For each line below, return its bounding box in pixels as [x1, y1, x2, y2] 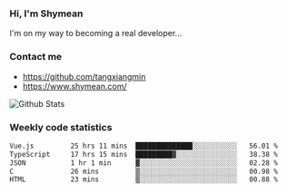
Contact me [9, 51, 63, 63]
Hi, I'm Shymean [9, 7, 84, 20]
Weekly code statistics [9, 121, 113, 133]
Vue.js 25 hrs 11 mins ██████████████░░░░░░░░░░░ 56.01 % [9, 141, 279, 150]
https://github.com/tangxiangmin [22, 71, 146, 82]
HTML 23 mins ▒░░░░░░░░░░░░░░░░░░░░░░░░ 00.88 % [9, 175, 279, 184]
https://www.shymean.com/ [22, 81, 127, 92]
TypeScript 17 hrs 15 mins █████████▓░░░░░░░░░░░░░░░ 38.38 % [9, 150, 279, 159]
